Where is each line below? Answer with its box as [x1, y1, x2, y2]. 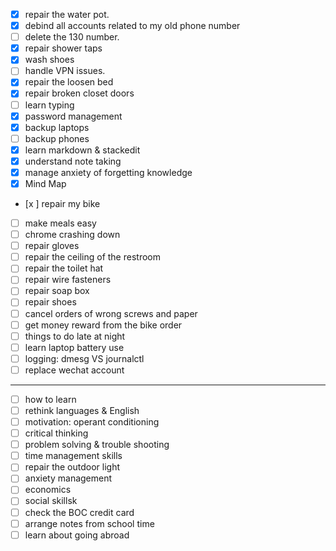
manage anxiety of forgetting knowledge [24, 166, 193, 178]
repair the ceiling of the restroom [24, 251, 161, 263]
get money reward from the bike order [24, 319, 183, 331]
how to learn [24, 393, 77, 405]
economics [24, 484, 72, 496]
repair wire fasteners [24, 274, 112, 286]
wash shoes [24, 54, 75, 66]
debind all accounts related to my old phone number [24, 20, 241, 32]
